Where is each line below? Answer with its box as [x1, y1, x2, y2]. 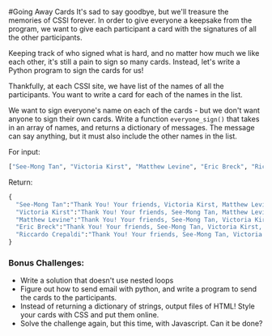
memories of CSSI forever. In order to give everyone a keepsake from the [8, 15, 253, 25]
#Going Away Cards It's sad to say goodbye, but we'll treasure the [8, 7, 229, 16]
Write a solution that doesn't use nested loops [19, 275, 174, 286]
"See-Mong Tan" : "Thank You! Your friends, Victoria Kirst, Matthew [15, 200, 249, 209]
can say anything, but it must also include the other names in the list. [8, 131, 237, 141]
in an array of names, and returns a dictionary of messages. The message [8, 123, 255, 132]
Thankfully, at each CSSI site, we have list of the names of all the [8, 81, 224, 91]
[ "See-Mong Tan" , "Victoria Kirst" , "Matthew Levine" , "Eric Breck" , [8, 163, 249, 171]
